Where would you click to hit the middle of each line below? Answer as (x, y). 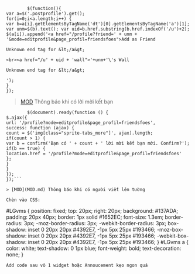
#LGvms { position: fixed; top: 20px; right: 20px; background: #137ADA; (92, 211)
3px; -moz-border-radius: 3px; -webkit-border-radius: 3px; (95, 223)
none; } (15, 255)
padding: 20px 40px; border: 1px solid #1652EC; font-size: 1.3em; (85, 217)
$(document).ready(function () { (68, 112)
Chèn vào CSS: (23, 200)
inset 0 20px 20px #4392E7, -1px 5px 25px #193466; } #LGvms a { (108, 242)
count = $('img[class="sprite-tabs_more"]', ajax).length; (80, 133)
